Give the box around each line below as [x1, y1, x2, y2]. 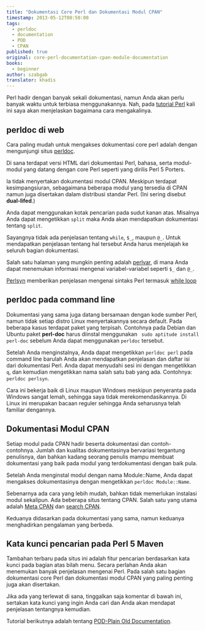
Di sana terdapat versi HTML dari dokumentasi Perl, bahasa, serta [6, 159, 173, 166]
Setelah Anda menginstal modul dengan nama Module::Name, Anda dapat [6, 471, 193, 479]
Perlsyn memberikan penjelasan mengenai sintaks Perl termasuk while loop [6, 276, 197, 284]
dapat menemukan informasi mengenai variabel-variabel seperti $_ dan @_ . [6, 265, 195, 272]
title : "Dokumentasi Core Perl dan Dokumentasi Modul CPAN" [6, 9, 163, 15]
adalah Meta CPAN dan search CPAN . [6, 503, 102, 510]
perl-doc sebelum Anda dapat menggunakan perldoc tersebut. [6, 337, 165, 344]
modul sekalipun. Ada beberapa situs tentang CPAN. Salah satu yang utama [6, 496, 198, 503]
